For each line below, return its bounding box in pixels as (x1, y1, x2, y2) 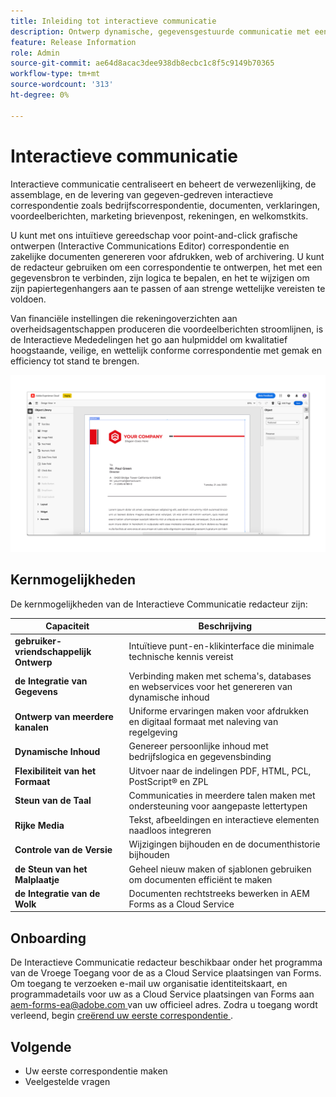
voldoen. (10, 293, 47, 305)
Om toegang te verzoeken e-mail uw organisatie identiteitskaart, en (10, 978, 288, 990)
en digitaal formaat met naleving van (128, 716, 279, 728)
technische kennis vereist (128, 651, 234, 663)
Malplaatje (14, 873, 60, 885)
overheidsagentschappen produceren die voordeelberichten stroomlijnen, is (10, 323, 324, 335)
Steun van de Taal (14, 795, 92, 807)
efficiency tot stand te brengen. (10, 355, 140, 367)
